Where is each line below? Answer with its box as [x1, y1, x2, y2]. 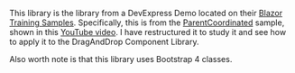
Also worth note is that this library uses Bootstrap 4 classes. [9, 54, 233, 64]
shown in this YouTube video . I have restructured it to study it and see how [9, 27, 287, 37]
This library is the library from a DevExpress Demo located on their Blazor [9, 8, 282, 18]
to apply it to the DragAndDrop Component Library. [9, 36, 199, 47]
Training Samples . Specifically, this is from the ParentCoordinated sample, [9, 17, 285, 28]
